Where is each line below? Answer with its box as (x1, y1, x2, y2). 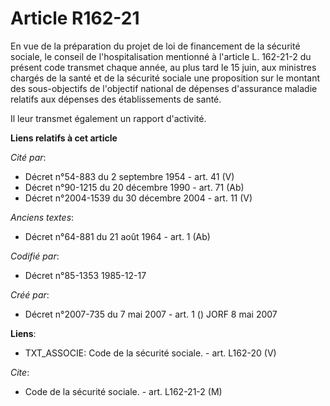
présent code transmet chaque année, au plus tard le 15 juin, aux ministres (10, 61, 317, 73)
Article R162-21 (10, 7, 140, 30)
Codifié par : (10, 250, 60, 262)
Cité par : (10, 151, 47, 163)
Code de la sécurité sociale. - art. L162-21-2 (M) (24, 385, 223, 397)
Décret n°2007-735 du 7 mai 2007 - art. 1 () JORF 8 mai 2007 (24, 308, 278, 320)
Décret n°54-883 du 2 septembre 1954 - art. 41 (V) (24, 170, 235, 182)
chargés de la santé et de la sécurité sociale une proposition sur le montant (10, 72, 321, 84)
